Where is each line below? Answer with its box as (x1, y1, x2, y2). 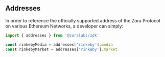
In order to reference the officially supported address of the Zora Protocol (5, 17, 160, 23)
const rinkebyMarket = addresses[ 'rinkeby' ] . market (5, 47, 117, 52)
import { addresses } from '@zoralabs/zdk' (5, 33, 100, 38)
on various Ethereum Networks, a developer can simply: (5, 23, 124, 29)
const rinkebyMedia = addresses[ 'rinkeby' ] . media (5, 42, 113, 47)
